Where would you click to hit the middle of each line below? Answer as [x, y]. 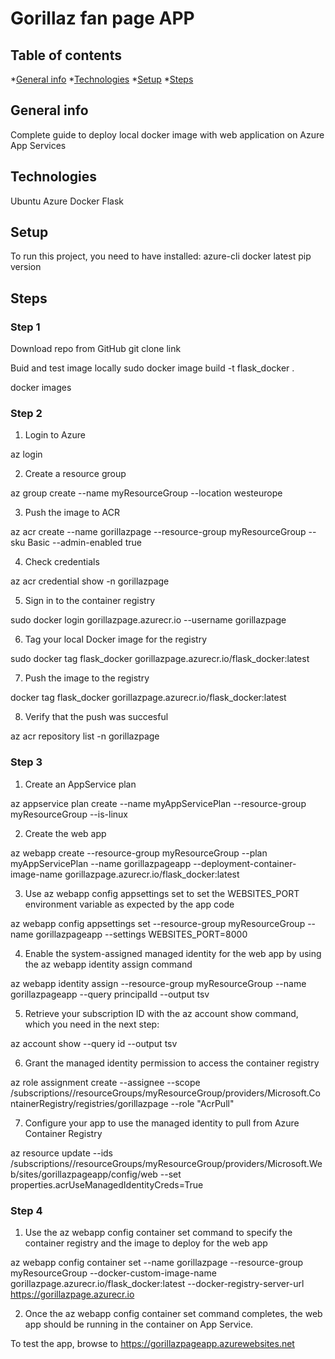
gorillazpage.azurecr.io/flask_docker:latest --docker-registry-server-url [157, 1284]
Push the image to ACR [72, 513]
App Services [38, 145]
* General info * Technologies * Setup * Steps [102, 79]
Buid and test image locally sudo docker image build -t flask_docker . [152, 368]
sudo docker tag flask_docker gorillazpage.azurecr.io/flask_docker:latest [160, 659]
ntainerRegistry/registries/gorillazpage [89, 1103]
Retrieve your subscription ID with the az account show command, [161, 1013]
